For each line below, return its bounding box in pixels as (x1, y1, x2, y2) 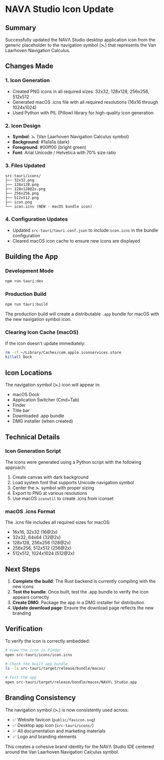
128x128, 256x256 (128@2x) (12, 540, 71, 546)
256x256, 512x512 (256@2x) (12, 545, 72, 551)
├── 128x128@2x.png (5, 186, 46, 192)
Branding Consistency (5, 693, 76, 702)
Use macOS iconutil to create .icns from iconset (12, 495, 114, 501)
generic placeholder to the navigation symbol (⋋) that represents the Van (5, 42, 156, 48)
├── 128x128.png (5, 182, 39, 187)
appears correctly (12, 594, 49, 600)
